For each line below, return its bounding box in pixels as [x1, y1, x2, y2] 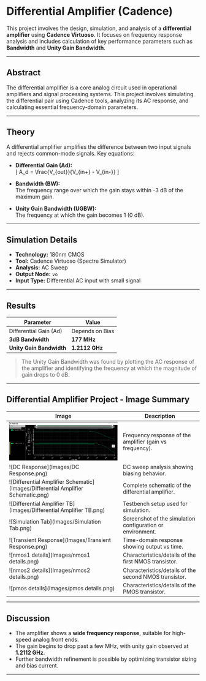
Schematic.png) [9, 491, 50, 499]
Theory [6, 127, 36, 137]
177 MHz [71, 336, 96, 344]
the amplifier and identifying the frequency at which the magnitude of [21, 364, 197, 372]
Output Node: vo [15, 271, 58, 278]
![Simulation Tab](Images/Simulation [9, 518, 101, 525]
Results [6, 300, 36, 310]
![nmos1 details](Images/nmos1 [9, 551, 91, 559]
